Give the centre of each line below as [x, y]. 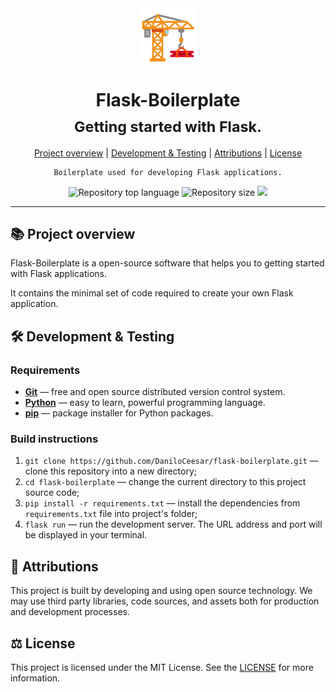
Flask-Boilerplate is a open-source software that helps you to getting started [167, 263]
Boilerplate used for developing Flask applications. [168, 172]
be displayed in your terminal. [86, 535]
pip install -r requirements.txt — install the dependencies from [162, 503]
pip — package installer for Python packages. [119, 413]
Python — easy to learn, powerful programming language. [145, 403]
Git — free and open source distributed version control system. [155, 392]
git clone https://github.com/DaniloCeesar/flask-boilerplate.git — [171, 461]
